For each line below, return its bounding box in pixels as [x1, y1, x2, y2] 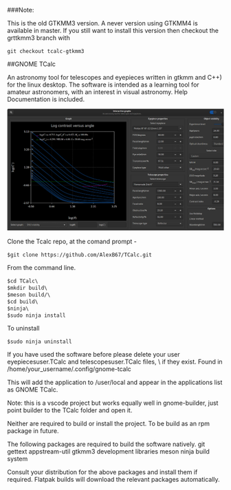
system [7, 455, 28, 463]
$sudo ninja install [7, 312, 67, 319]
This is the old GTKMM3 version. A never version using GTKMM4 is [7, 19, 198, 27]
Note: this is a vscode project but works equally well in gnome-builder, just [7, 399, 219, 407]
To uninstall [7, 324, 40, 332]
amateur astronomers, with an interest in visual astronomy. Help [7, 88, 188, 96]
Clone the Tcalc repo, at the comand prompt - [7, 237, 137, 245]
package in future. [7, 427, 59, 435]
